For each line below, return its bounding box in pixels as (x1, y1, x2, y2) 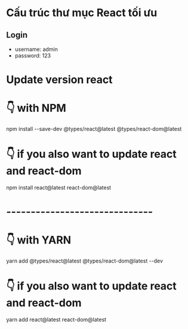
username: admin (14, 45, 58, 53)
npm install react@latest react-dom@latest (6, 184, 112, 191)
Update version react (6, 73, 113, 87)
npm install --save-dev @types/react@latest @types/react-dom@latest (6, 126, 182, 133)
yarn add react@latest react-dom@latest (6, 316, 106, 323)
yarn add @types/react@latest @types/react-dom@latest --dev (6, 257, 163, 264)
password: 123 (14, 52, 51, 59)
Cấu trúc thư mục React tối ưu (6, 6, 158, 20)
